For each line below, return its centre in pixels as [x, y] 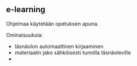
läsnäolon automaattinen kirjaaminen [59, 46]
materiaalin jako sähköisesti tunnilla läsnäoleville [73, 53]
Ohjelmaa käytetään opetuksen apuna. [52, 23]
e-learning [26, 10]
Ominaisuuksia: [25, 35]
